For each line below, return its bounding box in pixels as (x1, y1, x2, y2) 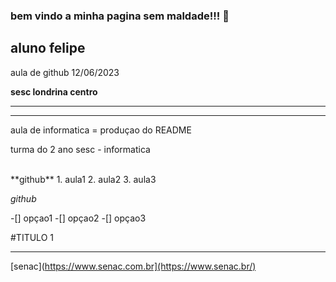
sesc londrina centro (10, 85, 98, 98)
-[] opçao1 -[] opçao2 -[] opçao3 (10, 212, 147, 224)
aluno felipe (10, 40, 86, 57)
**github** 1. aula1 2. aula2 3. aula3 (10, 173, 157, 185)
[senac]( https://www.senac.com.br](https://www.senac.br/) (10, 260, 257, 272)
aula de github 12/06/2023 (10, 66, 120, 78)
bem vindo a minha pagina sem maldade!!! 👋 (10, 9, 230, 23)
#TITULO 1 (10, 231, 54, 243)
